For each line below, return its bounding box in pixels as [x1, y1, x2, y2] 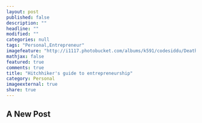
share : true [6, 87, 36, 93]
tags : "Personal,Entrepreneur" [6, 43, 85, 49]
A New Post [6, 109, 51, 119]
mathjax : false [6, 53, 44, 59]
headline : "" [6, 25, 39, 32]
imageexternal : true [6, 82, 58, 88]
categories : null [6, 37, 50, 43]
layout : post [6, 8, 39, 15]
